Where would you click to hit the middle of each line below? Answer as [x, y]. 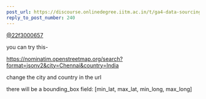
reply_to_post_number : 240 [41, 18]
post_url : [19, 12]
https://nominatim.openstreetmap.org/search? [65, 59]
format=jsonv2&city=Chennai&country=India [63, 65]
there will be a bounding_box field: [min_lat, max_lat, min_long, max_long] [99, 89]
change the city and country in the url [54, 77]
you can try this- [27, 47]
